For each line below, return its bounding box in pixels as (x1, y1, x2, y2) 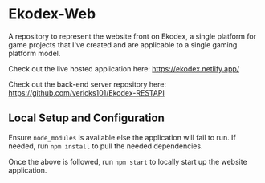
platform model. (8, 48, 61, 58)
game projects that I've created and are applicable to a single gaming (8, 39, 238, 49)
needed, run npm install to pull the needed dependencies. (8, 141, 203, 151)
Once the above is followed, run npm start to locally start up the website (8, 157, 247, 166)
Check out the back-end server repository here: (8, 79, 167, 89)
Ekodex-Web (8, 5, 96, 23)
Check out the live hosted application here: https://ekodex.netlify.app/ (8, 63, 239, 73)
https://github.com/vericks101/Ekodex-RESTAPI (8, 87, 165, 97)
